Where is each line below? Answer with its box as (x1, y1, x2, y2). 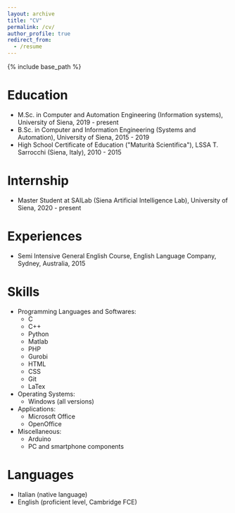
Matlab (27, 337, 49, 346)
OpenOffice (27, 419, 62, 428)
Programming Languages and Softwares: (17, 307, 136, 315)
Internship (7, 173, 69, 189)
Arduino (27, 435, 51, 443)
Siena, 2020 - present (17, 203, 82, 212)
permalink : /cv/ (7, 23, 55, 30)
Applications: (17, 404, 56, 413)
